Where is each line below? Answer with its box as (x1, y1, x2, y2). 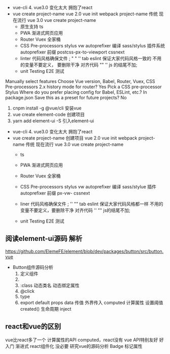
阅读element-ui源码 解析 (5, 234, 83, 243)
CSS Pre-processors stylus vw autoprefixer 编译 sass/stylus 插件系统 (20, 43, 165, 48)
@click (20, 288, 35, 294)
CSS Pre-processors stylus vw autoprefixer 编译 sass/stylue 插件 (20, 184, 156, 189)
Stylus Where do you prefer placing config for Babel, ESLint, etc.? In (5, 89, 147, 95)
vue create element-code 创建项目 (12, 112, 85, 117)
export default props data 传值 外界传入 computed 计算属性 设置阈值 (20, 299, 163, 306)
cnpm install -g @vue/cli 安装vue (12, 105, 82, 111)
